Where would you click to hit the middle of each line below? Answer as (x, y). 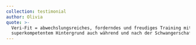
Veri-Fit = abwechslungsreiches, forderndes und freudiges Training (96, 28)
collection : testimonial (36, 11)
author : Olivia (24, 17)
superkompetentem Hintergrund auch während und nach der (82, 33)
